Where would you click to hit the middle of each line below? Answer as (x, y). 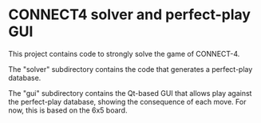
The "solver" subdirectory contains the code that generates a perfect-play (130, 69)
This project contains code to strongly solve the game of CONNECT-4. (124, 54)
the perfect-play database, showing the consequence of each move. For (127, 101)
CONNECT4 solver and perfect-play (130, 15)
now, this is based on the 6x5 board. (68, 110)
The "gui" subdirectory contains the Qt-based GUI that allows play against (130, 93)
